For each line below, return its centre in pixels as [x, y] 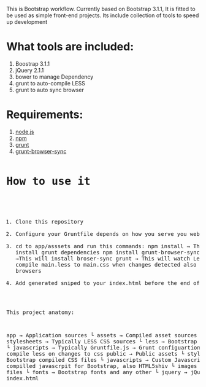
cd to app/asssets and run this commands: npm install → [102, 246]
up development [27, 22]
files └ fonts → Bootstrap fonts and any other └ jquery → [97, 372]
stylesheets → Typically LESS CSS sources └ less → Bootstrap [102, 341]
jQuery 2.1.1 [29, 70]
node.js [25, 131]
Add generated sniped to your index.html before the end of [108, 283]
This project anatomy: [40, 312]
